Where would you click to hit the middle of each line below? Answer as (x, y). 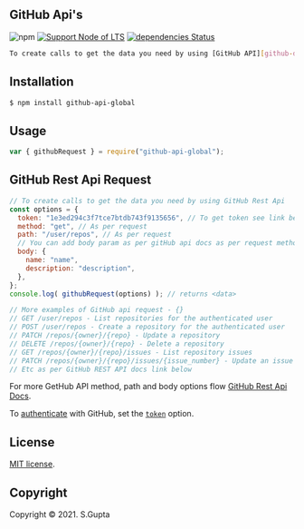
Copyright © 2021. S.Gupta (60, 514)
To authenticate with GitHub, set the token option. (102, 414)
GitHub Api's (46, 15)
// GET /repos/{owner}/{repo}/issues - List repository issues (131, 352)
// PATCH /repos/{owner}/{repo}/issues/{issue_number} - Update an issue (152, 361)
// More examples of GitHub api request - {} (96, 310)
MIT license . (33, 464)
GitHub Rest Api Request (81, 180)
